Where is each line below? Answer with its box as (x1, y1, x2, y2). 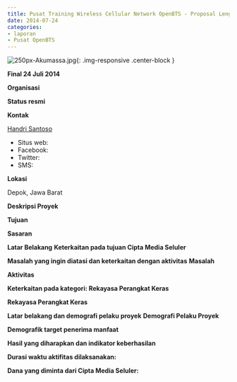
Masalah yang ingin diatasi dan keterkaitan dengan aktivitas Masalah (7, 257, 215, 265)
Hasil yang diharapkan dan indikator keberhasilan (7, 339, 157, 347)
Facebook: (17, 146, 49, 154)
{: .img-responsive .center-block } (76, 56, 175, 64)
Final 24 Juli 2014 (7, 70, 60, 79)
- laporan (7, 30, 37, 37)
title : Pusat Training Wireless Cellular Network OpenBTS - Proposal (7, 10, 217, 18)
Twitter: (17, 154, 40, 162)
